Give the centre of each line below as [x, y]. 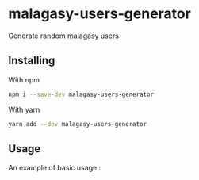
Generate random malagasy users [63, 36]
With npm [24, 79]
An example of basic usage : [55, 168]
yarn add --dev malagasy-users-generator [78, 124]
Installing [32, 61]
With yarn [24, 109]
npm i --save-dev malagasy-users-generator [81, 94]
